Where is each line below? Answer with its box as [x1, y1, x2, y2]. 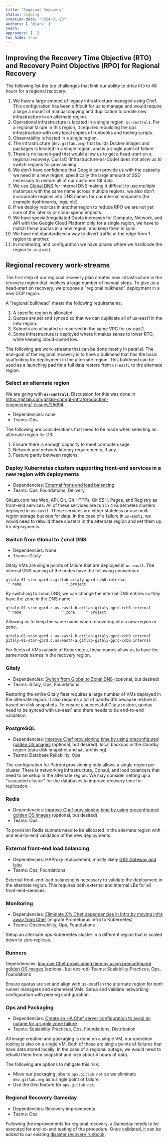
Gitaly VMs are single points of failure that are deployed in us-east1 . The [5, 562, 154, 568]
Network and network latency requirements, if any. [12, 446, 118, 453]
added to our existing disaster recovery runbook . [5, 1131, 106, 1137]
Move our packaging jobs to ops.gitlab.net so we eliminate [12, 1071, 137, 1077]
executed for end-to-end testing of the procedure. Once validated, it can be [5, 1126, 162, 1132]
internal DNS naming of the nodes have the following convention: [5, 568, 140, 574]
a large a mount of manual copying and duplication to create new [12, 108, 147, 114]
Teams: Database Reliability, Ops [12, 752, 81, 758]
